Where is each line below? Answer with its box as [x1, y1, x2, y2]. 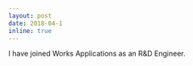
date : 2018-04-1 [8, 19, 63, 27]
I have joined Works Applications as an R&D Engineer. [8, 49, 186, 59]
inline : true [8, 27, 52, 35]
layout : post [8, 11, 52, 20]
